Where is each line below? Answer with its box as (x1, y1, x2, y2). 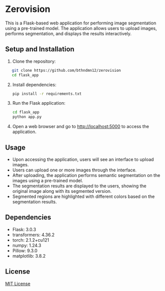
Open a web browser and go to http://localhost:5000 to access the (12, 124, 149, 130)
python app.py (12, 115, 42, 120)
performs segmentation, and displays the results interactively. (5, 30, 132, 36)
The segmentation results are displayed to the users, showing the (12, 183, 147, 189)
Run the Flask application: (12, 100, 66, 106)
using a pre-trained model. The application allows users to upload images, (5, 25, 158, 31)
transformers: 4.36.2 (12, 232, 55, 238)
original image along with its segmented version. (12, 188, 112, 194)
